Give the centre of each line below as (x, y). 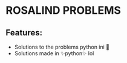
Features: (24, 33)
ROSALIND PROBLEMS (63, 10)
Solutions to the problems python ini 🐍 (62, 47)
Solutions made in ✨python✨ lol (54, 53)
